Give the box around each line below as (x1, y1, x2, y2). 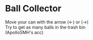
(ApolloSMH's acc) (5, 29, 44, 35)
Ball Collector (5, 3, 62, 14)
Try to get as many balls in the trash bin (5, 24, 86, 30)
